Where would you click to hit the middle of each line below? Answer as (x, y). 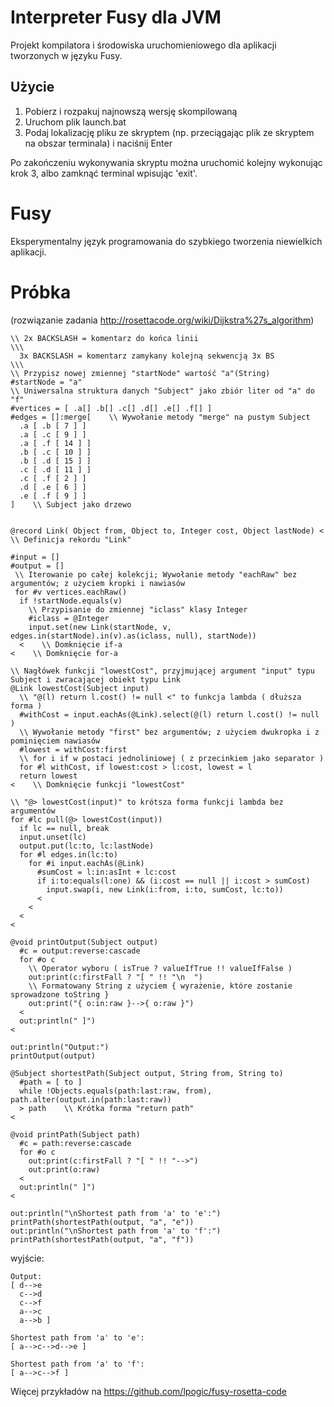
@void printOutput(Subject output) (84, 942)
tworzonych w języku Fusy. (66, 55)
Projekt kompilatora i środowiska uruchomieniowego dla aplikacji (143, 45)
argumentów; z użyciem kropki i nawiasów (98, 583)
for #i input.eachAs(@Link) (86, 863)
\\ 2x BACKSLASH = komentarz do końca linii (104, 338)
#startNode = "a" (46, 382)
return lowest (48, 776)
